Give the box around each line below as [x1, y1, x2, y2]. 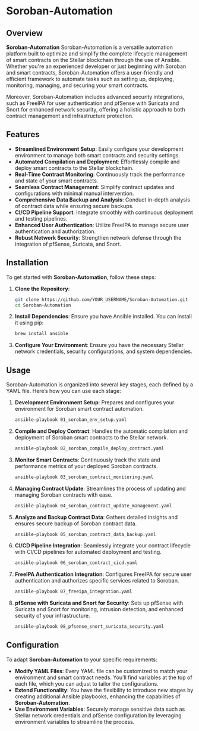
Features [6, 129, 40, 140]
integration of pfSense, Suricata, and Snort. [14, 240, 122, 247]
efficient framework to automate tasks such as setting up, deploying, [6, 76, 174, 82]
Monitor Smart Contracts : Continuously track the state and [14, 456, 160, 463]
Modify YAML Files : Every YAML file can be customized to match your [14, 667, 188, 674]
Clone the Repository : [14, 285, 70, 292]
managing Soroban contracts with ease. [14, 491, 113, 498]
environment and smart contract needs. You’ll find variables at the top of [14, 674, 192, 681]
